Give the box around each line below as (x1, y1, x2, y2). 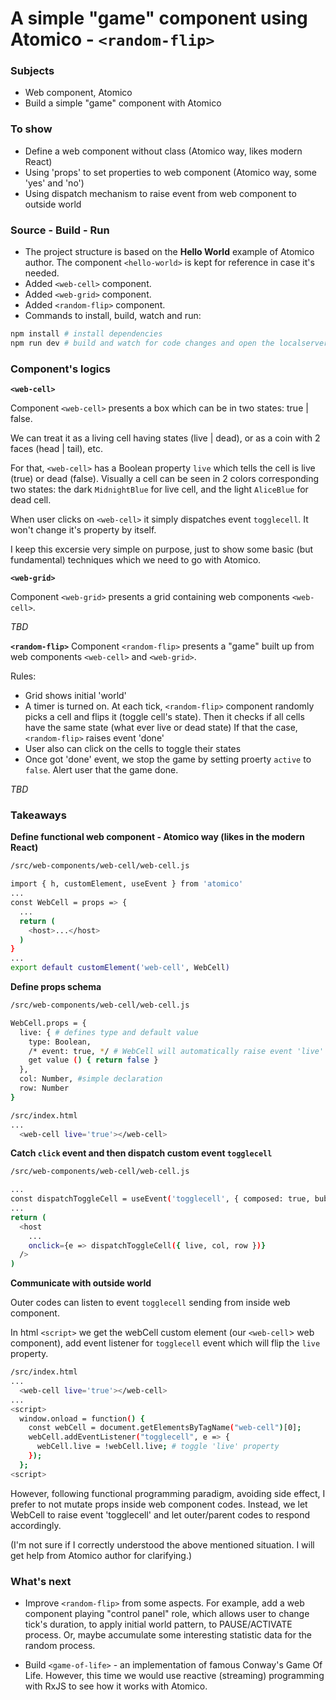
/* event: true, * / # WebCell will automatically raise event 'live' (28, 1046, 325, 1056)
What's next (10, 1574, 72, 1588)
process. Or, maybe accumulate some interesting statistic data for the (24, 1628, 312, 1641)
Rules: (10, 670, 37, 682)
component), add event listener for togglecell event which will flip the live (10, 1337, 321, 1349)
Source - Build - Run (10, 223, 110, 237)
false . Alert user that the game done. (24, 764, 179, 776)
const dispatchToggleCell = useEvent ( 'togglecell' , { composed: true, (10, 1194, 311, 1204)
